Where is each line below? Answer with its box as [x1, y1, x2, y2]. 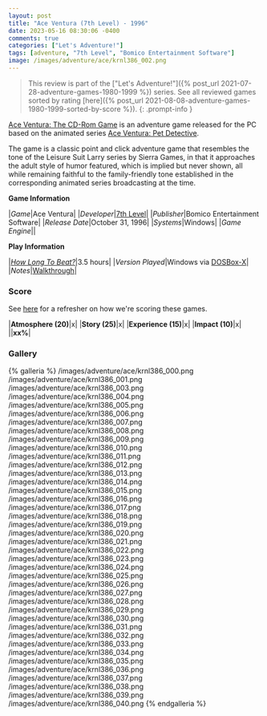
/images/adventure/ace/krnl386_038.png [8, 681, 144, 691]
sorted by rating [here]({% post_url [27, 96, 144, 105]
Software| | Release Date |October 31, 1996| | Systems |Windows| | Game [8, 218, 242, 227]
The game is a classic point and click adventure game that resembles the [8, 144, 250, 153]
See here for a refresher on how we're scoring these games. [8, 304, 208, 314]
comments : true [8, 34, 59, 43]
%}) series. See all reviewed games [139, 87, 257, 96]
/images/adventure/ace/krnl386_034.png [8, 648, 144, 657]
